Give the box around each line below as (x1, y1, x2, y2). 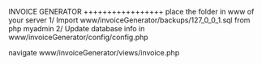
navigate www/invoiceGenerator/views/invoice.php (8, 48, 180, 57)
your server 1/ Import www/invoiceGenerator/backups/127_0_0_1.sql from (8, 15, 251, 25)
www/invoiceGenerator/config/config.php (8, 32, 148, 42)
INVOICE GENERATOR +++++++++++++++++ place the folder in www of (8, 7, 255, 16)
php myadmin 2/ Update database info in (8, 24, 145, 33)
